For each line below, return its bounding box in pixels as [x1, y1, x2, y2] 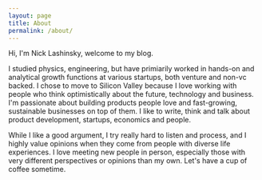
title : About [8, 19, 52, 27]
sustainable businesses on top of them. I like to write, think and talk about [8, 106, 250, 116]
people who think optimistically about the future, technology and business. [8, 90, 254, 99]
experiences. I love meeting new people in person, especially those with [8, 147, 246, 157]
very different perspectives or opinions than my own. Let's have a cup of [8, 156, 248, 166]
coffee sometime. [8, 165, 66, 174]
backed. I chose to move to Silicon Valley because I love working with [8, 81, 237, 90]
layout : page [8, 11, 52, 20]
